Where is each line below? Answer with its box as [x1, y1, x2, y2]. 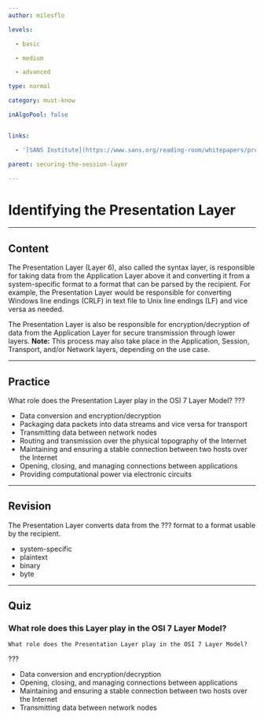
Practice [8, 375, 50, 388]
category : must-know [8, 97, 76, 105]
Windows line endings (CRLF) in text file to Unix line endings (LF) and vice [8, 296, 248, 306]
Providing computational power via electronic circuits [19, 469, 192, 479]
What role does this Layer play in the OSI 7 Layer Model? [8, 623, 227, 634]
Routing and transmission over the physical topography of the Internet [19, 435, 247, 445]
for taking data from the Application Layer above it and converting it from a [8, 271, 250, 281]
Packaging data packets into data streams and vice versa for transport [19, 419, 247, 428]
